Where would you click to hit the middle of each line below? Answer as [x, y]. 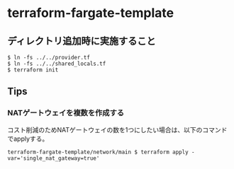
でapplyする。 [28, 139]
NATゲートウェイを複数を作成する [66, 113]
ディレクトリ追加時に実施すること [82, 41]
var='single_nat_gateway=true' [54, 158]
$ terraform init [33, 70]
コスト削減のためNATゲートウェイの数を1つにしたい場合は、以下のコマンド [117, 129]
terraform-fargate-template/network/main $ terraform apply [98, 152]
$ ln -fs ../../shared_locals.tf [57, 64]
